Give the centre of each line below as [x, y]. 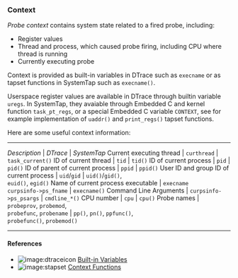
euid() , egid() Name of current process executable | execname [98, 183]
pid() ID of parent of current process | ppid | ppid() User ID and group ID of [118, 168]
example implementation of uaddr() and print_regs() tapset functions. [111, 119]
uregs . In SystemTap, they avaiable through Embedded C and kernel [106, 104]
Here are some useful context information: [69, 133]
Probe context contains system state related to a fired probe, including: [111, 25]
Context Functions [95, 267]
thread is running [42, 54]
